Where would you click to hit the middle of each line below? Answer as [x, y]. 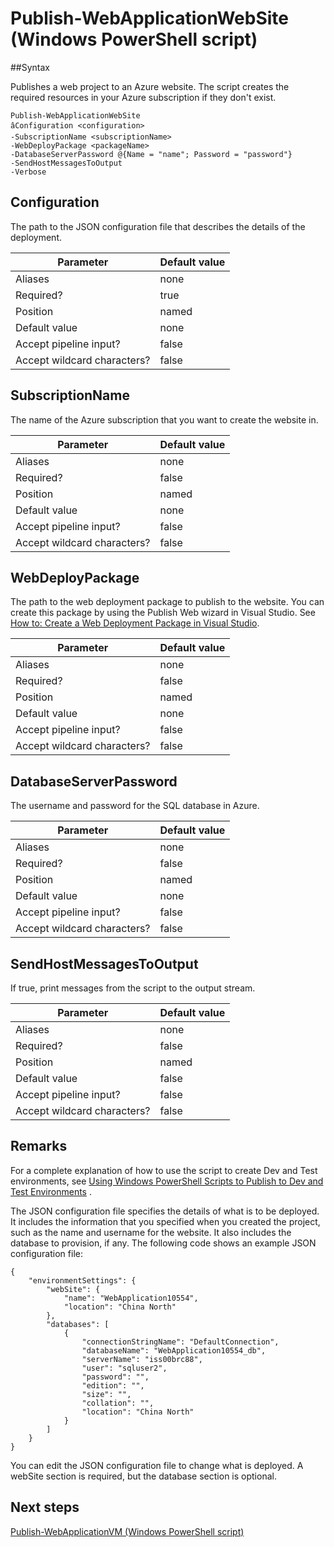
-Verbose [28, 172]
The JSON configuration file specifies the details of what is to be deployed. [165, 1211]
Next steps [45, 1507]
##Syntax [30, 67]
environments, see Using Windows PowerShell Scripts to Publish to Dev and [167, 1181]
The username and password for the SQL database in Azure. [135, 806]
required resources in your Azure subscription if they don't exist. [143, 97]
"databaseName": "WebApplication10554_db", [174, 1350]
